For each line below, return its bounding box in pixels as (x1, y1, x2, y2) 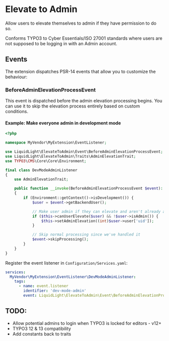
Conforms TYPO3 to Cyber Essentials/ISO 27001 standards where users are (5, 35, 162, 41)
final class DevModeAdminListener (5, 167, 78, 173)
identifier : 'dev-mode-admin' (23, 288, 87, 293)
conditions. (5, 108, 29, 115)
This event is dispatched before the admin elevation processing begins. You (5, 98, 162, 104)
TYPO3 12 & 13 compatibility (12, 325, 71, 331)
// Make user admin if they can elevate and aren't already (32, 209, 161, 214)
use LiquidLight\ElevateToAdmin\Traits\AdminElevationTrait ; (5, 154, 136, 159)
